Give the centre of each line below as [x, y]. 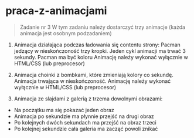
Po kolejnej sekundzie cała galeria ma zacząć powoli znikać [86, 129]
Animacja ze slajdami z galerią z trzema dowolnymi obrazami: [88, 99]
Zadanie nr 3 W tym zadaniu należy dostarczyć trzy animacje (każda [103, 27]
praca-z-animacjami [56, 11]
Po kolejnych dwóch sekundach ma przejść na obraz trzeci [85, 122]
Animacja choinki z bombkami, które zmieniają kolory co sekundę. [94, 75]
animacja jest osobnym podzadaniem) [66, 33]
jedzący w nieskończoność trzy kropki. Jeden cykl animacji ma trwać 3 [100, 51]
